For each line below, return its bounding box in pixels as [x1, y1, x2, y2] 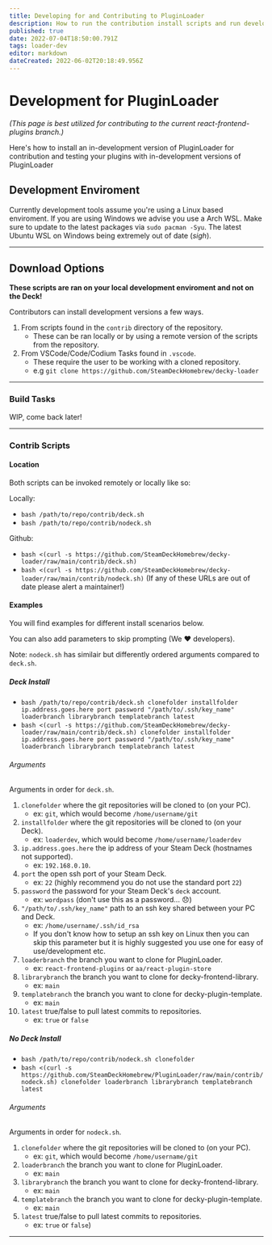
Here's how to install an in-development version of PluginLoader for [9, 142, 235, 152]
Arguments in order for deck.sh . [9, 785, 115, 795]
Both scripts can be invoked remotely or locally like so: [9, 478, 191, 487]
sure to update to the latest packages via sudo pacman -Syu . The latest [9, 222, 241, 231]
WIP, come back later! [9, 411, 83, 421]
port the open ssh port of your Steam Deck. [20, 869, 167, 879]
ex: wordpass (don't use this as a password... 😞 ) [32, 895, 192, 905]
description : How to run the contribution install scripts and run [9, 19, 241, 27]
